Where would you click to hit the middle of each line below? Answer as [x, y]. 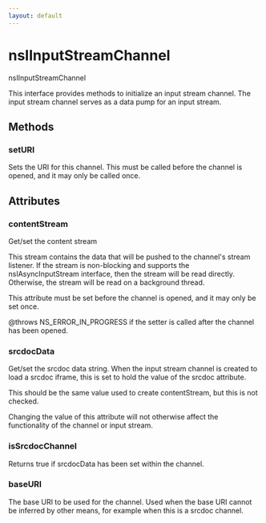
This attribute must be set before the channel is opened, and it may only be [132, 298]
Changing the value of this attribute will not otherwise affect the [113, 417]
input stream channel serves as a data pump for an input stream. [115, 102]
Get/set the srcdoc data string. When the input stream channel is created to [133, 369]
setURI [22, 149]
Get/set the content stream [53, 241]
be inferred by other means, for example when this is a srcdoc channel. [126, 510]
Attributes [34, 201]
